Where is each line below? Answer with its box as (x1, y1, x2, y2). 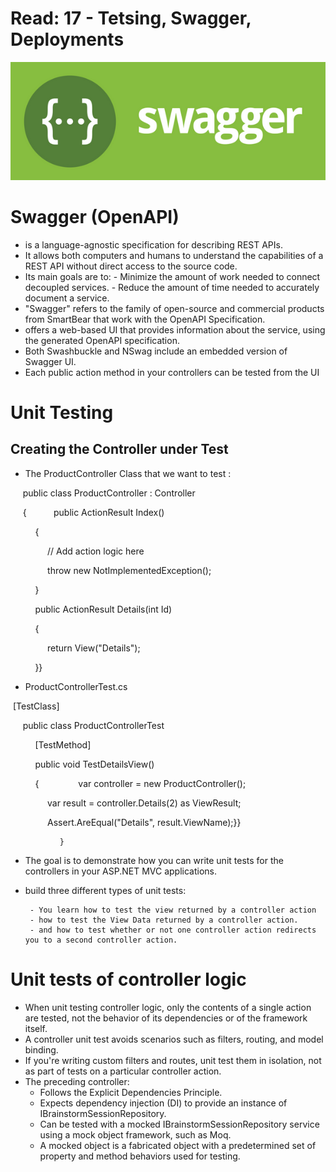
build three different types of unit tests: (24, 884, 187, 896)
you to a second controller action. (24, 935, 178, 945)
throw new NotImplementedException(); (47, 564, 212, 576)
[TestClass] (12, 700, 60, 712)
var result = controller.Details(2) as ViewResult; (47, 797, 242, 809)
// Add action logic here (47, 545, 145, 557)
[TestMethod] (34, 738, 92, 751)
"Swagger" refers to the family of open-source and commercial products (24, 302, 325, 314)
